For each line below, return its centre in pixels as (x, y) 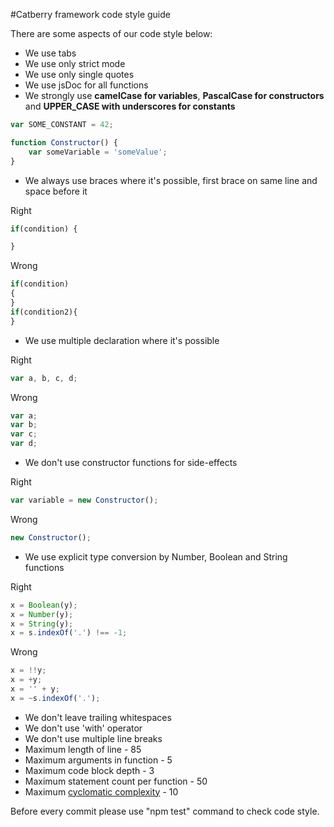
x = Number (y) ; (42, 614)
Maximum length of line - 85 (83, 749)
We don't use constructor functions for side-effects (131, 462)
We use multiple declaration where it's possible (122, 340)
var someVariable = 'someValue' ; (98, 152)
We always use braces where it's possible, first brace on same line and (171, 180)
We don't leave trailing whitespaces (98, 717)
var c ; (24, 434)
